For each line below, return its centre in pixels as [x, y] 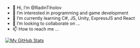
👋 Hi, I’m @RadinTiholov [37, 8]
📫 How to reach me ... [35, 29]
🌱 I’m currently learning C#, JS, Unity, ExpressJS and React [73, 18]
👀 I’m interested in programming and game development [70, 13]
